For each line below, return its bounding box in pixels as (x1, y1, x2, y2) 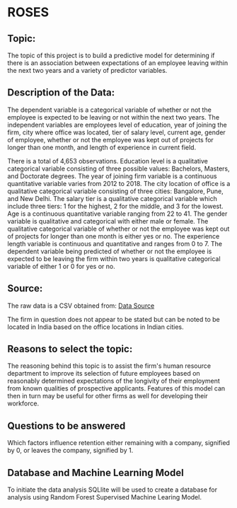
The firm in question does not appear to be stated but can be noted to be (7, 315, 221, 323)
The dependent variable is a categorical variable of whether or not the (7, 105, 212, 114)
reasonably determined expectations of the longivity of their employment (7, 376, 221, 386)
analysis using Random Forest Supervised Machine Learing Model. (7, 493, 202, 502)
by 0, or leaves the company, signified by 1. (7, 446, 134, 455)
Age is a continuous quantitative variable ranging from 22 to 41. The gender (7, 209, 228, 218)
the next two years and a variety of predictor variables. (7, 67, 168, 74)
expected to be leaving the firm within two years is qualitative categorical (7, 254, 221, 262)
